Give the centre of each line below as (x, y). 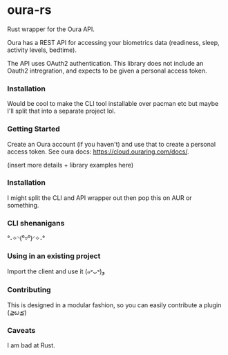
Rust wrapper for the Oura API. (51, 29)
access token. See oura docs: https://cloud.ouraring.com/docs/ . (98, 152)
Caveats (21, 330)
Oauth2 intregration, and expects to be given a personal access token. (107, 71)
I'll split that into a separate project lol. (61, 111)
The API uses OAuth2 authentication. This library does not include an (105, 63)
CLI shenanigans (36, 223)
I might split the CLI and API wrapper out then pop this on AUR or (99, 198)
